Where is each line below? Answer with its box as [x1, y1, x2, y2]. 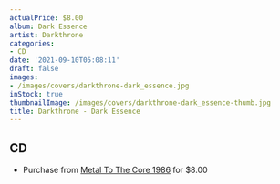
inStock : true [9, 89, 64, 98]
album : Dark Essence [9, 22, 88, 31]
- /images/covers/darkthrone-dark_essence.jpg [9, 81, 190, 90]
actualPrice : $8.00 [9, 13, 84, 23]
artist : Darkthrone [9, 30, 84, 39]
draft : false [9, 65, 59, 74]
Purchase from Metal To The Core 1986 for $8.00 [22, 165, 208, 176]
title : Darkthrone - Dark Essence [9, 107, 141, 116]
